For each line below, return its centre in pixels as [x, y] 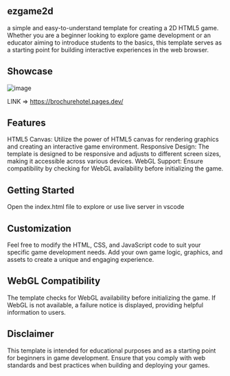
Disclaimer [31, 334]
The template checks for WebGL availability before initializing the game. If [112, 298]
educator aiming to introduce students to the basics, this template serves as [114, 42]
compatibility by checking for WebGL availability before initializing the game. [115, 168]
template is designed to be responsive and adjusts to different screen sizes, [114, 154]
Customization [39, 229]
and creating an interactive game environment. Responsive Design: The [108, 146]
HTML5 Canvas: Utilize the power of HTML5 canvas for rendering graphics [113, 140]
